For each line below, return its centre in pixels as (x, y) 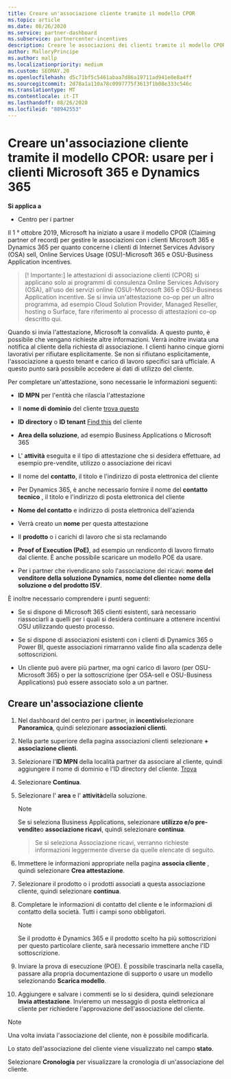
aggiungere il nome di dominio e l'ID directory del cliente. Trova (107, 769)
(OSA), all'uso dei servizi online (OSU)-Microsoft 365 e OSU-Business (123, 290)
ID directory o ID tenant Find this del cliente (80, 421)
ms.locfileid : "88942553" (45, 109)
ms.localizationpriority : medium (56, 65)
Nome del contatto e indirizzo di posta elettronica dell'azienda (106, 510)
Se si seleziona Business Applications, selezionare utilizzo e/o (106, 822)
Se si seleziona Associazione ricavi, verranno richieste (112, 842)
